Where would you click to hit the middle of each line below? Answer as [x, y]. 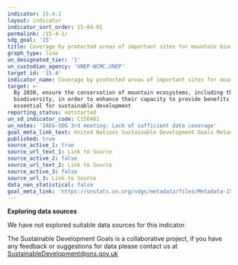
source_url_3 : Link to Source [52, 178]
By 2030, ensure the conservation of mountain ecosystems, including [118, 93]
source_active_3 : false [42, 171]
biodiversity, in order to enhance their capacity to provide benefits [122, 100]
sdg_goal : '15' [30, 40]
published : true [31, 139]
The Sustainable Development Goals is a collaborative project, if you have [115, 239]
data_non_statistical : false [50, 184]
